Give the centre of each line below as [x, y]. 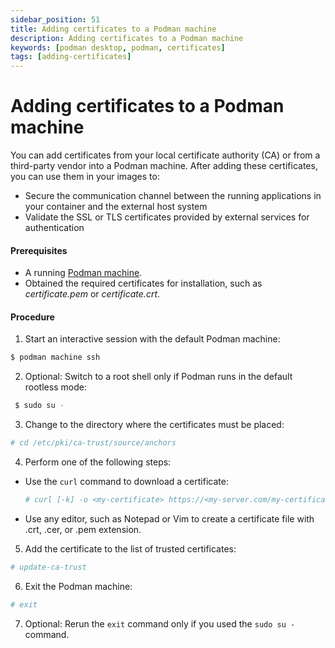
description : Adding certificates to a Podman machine [127, 38]
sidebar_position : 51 [55, 19]
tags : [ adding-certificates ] [71, 57]
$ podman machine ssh [55, 357]
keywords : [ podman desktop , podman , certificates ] [118, 47]
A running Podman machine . [83, 273]
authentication [54, 228]
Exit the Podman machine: [78, 586]
